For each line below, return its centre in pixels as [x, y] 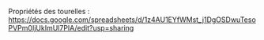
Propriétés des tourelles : [49, 11]
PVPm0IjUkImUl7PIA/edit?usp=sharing [71, 28]
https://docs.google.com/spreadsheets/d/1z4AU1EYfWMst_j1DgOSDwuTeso [132, 20]
